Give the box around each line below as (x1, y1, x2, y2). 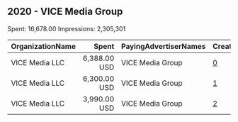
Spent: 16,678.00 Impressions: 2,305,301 (7, 24, 126, 33)
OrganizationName (11, 41, 76, 51)
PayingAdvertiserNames (121, 41, 206, 51)
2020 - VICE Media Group (7, 6, 123, 18)
